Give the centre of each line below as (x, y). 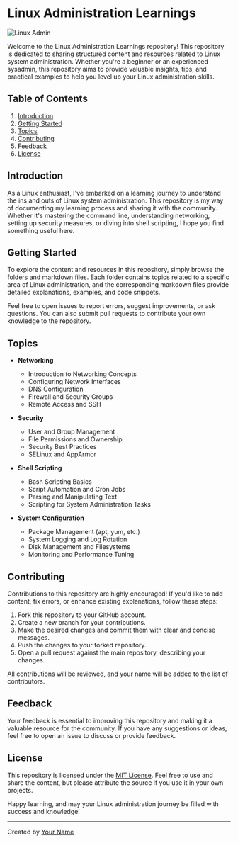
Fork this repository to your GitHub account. (82, 615)
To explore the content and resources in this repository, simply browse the (116, 270)
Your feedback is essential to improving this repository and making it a (110, 720)
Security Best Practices (62, 447)
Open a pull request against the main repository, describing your (112, 652)
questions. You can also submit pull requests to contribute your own (107, 314)
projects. (20, 790)
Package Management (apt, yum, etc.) (84, 532)
